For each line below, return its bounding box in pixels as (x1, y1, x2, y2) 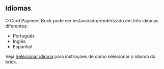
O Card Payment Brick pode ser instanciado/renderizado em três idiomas (5, 17, 159, 23)
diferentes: (5, 23, 28, 29)
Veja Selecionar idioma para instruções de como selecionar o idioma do (5, 53, 156, 59)
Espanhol (12, 43, 33, 50)
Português (12, 32, 35, 39)
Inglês (12, 38, 26, 44)
